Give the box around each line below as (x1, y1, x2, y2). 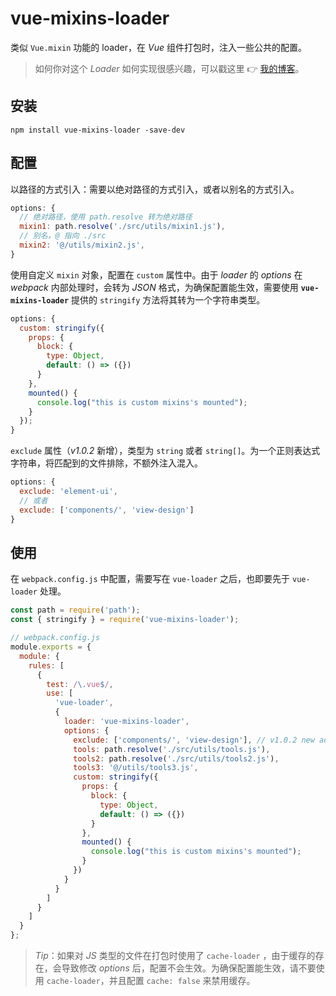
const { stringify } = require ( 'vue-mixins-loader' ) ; (10, 615, 240, 625)
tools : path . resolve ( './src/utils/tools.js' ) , (73, 744, 271, 754)
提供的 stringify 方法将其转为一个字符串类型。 (71, 293, 266, 306)
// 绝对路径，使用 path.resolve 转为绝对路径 (19, 212, 193, 222)
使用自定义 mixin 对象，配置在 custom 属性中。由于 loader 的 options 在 (10, 268, 303, 281)
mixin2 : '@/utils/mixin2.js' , (19, 240, 145, 251)
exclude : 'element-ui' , (19, 487, 118, 497)
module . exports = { (10, 642, 92, 652)
